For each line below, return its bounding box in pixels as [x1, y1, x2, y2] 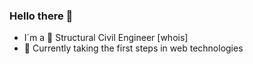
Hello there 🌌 [9, 9, 74, 23]
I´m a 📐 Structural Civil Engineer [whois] [23, 32, 189, 44]
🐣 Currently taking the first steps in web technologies [23, 42, 244, 54]
